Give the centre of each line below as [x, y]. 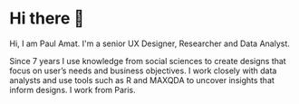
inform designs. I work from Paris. [72, 90]
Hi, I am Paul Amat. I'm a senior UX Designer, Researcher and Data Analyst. [149, 43]
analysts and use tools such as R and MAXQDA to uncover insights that [142, 80]
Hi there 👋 [47, 19]
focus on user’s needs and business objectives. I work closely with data [143, 71]
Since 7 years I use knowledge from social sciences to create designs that [148, 61]
